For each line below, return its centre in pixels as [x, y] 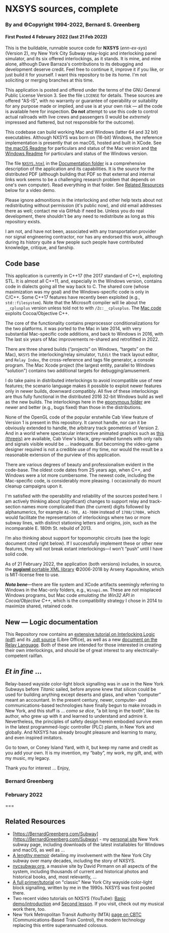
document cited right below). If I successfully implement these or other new [84, 543]
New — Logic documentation [52, 622]
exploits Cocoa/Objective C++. [37, 313]
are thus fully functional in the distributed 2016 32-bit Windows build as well [84, 397]
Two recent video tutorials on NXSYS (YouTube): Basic [69, 898]
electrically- [147, 650]
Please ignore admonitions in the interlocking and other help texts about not [84, 200]
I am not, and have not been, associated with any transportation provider [81, 231]
